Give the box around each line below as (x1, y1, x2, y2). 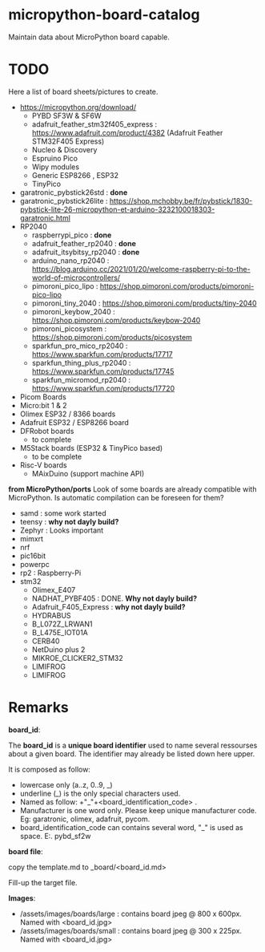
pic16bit (19, 551, 46, 561)
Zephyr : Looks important (19, 525, 104, 535)
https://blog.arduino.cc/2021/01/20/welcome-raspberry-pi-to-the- (31, 264, 251, 273)
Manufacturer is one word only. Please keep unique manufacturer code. (19, 805, 257, 815)
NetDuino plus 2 (31, 644, 86, 654)
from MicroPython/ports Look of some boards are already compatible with (8, 484, 257, 494)
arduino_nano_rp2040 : (31, 255, 110, 265)
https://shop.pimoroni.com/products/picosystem (31, 332, 192, 342)
